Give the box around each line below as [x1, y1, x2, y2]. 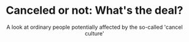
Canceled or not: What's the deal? [6, 4, 183, 17]
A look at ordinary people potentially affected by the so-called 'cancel [6, 23, 183, 31]
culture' [85, 29, 104, 37]
